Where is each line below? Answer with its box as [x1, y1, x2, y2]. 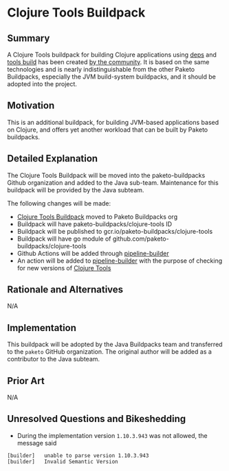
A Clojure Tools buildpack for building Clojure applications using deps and [7, 50, 217, 59]
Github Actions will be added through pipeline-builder [17, 249, 170, 257]
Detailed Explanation [7, 153, 98, 165]
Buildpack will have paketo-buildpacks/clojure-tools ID [17, 219, 173, 228]
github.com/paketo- [112, 234, 170, 243]
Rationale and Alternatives [7, 284, 124, 296]
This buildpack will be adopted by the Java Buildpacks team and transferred [7, 340, 223, 349]
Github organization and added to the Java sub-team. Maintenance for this [7, 178, 219, 187]
